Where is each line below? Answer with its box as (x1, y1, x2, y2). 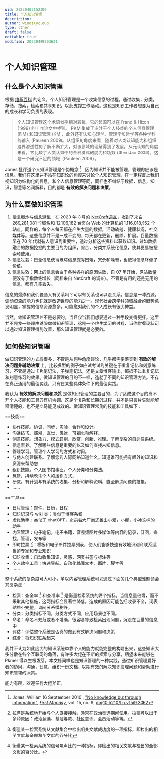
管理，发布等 (20, 536, 47, 542)
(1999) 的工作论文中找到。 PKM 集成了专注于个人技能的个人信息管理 (17, 125, 155, 131)
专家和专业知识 (20, 548, 51, 554)
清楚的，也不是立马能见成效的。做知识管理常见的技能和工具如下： (9, 403, 142, 409)
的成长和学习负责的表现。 (5, 108, 57, 114)
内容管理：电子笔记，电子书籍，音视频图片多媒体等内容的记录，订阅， (12, 529, 154, 535)
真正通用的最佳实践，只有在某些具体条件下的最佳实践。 (9, 381, 121, 387)
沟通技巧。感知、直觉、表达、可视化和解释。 (12, 430, 102, 436)
